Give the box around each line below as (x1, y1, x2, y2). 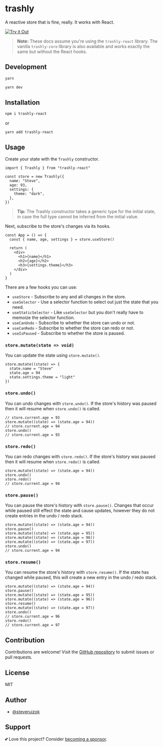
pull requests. (5, 654, 33, 660)
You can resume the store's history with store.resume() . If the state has (5, 569, 149, 575)
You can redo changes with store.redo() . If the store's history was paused (5, 454, 156, 459)
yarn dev (5, 84, 23, 90)
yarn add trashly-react (5, 130, 54, 135)
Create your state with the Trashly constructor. (5, 156, 100, 162)
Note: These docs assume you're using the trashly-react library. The (17, 38, 158, 44)
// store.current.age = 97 (5, 623, 60, 628)
